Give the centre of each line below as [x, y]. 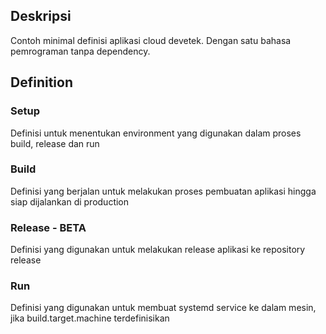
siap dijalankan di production [70, 201]
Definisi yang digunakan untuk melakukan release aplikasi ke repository [158, 250]
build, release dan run [55, 143]
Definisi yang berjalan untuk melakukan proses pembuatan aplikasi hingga [163, 191]
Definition [41, 82]
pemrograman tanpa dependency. [80, 51]
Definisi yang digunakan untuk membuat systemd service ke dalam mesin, [163, 308]
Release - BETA [48, 227]
